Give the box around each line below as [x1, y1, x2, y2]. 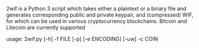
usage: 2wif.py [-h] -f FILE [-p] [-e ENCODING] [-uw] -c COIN [6, 36, 158, 42]
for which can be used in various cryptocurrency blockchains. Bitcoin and [6, 18, 188, 24]
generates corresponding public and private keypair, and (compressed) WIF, [6, 11, 194, 18]
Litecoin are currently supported [6, 24, 85, 31]
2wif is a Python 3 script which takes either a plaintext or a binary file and [6, 5, 186, 12]
